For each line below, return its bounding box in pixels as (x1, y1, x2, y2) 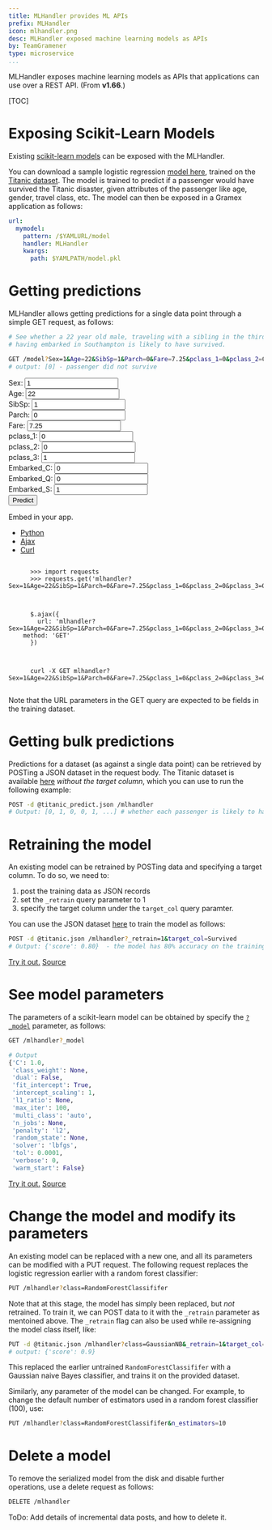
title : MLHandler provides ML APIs (8, 11, 129, 20)
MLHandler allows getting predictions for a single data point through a (8, 309, 242, 318)
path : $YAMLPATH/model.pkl (29, 254, 121, 263)
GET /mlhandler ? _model (8, 1036, 85, 1045)
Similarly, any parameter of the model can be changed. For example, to (8, 1387, 245, 1396)
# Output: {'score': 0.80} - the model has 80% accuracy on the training (8, 943, 266, 951)
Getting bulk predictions (8, 732, 175, 750)
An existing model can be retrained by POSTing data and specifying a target (8, 862, 262, 872)
